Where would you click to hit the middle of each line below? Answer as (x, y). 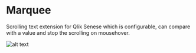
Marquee (29, 10)
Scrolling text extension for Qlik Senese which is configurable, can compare (98, 26)
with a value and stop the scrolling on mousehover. (68, 32)
